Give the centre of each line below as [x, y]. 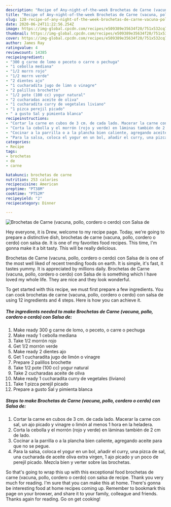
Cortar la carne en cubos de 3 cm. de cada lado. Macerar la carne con [87, 419]
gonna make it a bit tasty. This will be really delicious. [61, 248]
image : [13, 29]
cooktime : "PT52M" [25, 194]
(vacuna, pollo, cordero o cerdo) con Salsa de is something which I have [81, 274]
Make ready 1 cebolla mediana [45, 335]
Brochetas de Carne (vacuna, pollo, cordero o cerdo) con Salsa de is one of [85, 258]
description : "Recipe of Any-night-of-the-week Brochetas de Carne [79, 10]
